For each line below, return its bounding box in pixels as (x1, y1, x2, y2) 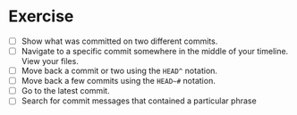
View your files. (21, 56, 80, 67)
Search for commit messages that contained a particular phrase (21, 95, 257, 106)
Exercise (8, 6, 74, 27)
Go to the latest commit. (21, 86, 110, 96)
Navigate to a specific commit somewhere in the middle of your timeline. (21, 46, 289, 56)
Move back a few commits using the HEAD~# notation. (21, 76, 216, 86)
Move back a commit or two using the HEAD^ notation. (21, 65, 218, 77)
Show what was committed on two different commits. (21, 36, 218, 46)
